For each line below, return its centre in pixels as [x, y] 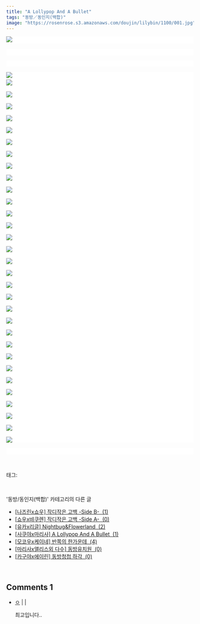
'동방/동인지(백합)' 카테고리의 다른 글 [49, 499]
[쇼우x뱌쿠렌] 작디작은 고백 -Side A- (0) [62, 519]
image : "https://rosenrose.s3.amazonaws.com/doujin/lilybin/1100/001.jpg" [101, 23]
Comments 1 [30, 587]
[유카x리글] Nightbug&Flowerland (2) [60, 527]
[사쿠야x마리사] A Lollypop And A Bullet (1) [67, 534]
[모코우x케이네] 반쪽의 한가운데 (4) [56, 542]
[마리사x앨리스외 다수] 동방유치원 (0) [58, 549]
